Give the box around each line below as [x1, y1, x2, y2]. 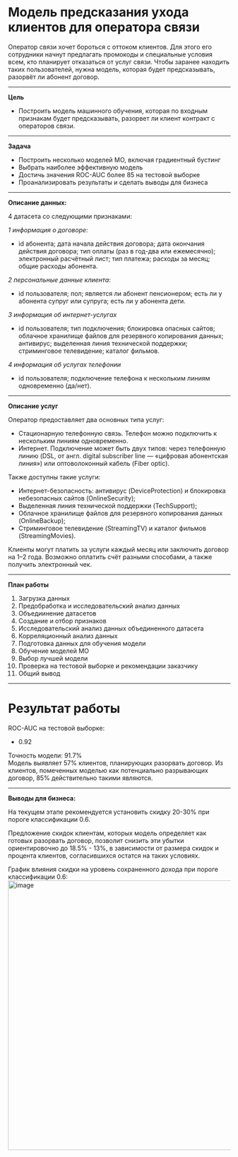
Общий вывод [18, 669, 61, 678]
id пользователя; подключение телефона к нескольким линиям [18, 373, 210, 382]
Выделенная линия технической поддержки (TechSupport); [18, 501, 197, 510]
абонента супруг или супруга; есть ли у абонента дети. [18, 296, 186, 305]
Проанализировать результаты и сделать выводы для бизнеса [18, 178, 208, 186]
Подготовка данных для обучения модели [18, 639, 146, 647]
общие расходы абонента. [18, 262, 98, 270]
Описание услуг [8, 402, 59, 410]
